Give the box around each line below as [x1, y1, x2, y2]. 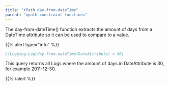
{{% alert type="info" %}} [5, 41, 60, 47]
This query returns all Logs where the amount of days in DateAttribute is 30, [5, 61, 164, 67]
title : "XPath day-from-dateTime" [5, 7, 79, 13]
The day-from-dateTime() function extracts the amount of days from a [5, 26, 153, 32]
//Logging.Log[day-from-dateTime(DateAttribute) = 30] [5, 51, 124, 56]
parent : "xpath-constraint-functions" [5, 12, 88, 17]
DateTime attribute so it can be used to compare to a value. [5, 32, 130, 38]
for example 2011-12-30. [5, 66, 56, 72]
